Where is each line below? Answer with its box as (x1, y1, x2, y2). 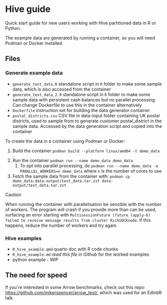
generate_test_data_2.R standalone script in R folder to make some (12, 91, 151, 98)
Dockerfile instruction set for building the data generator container (12, 107, 151, 113)
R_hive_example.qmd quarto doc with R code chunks (12, 246, 119, 252)
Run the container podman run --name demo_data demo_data (12, 157, 133, 163)
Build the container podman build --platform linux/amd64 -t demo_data (12, 148, 160, 154)
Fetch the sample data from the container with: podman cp (12, 173, 130, 179)
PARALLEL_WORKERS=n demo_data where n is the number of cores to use (19, 168, 162, 174)
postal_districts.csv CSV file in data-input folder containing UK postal (12, 112, 160, 118)
